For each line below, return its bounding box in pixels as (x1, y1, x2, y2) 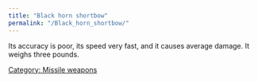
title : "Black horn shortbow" (8, 11, 109, 20)
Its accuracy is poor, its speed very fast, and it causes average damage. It (8, 41, 250, 50)
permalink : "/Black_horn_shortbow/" (8, 19, 129, 27)
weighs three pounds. (8, 49, 79, 59)
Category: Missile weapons (8, 64, 98, 74)
